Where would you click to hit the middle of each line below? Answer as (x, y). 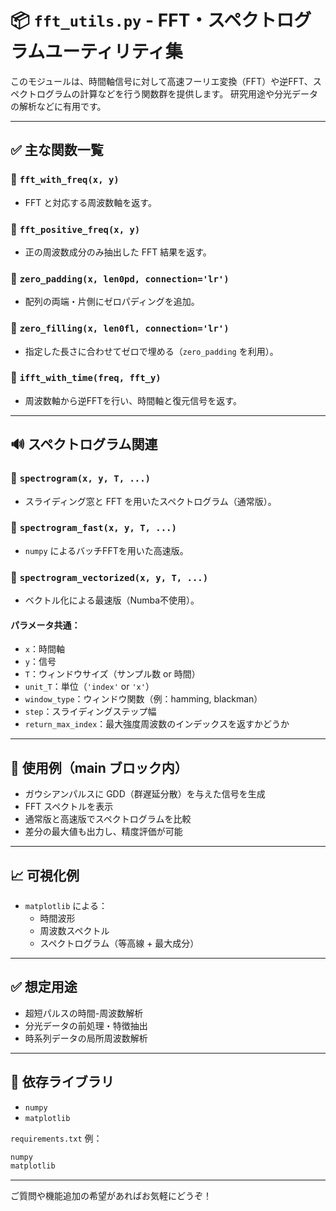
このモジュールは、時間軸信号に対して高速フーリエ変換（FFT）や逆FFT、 (161, 81)
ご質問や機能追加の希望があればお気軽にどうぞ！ (111, 1196)
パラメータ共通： (45, 625)
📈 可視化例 (45, 875)
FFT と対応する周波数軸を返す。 (90, 202)
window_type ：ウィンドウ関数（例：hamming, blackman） (143, 699)
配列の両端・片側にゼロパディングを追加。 (112, 302)
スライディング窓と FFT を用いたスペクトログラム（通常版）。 (150, 501)
